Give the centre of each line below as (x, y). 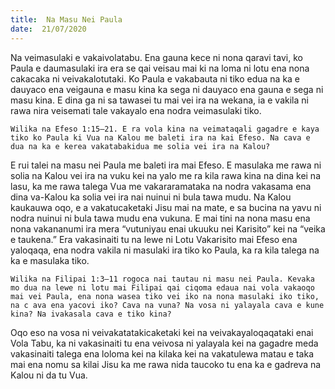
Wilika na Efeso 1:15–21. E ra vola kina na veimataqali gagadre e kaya (165, 129)
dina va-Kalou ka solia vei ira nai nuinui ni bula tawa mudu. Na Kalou (151, 197)
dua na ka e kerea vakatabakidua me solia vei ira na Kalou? (140, 146)
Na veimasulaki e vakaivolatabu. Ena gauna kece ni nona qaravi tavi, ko (156, 57)
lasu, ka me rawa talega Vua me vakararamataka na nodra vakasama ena (161, 186)
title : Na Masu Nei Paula (66, 19)
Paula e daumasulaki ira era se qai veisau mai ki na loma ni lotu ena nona (160, 68)
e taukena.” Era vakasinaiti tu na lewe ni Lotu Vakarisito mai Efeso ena (154, 239)
